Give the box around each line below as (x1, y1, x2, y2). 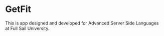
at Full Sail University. (5, 25, 50, 31)
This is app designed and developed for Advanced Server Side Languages (5, 20, 159, 26)
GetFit (5, 3, 32, 15)
